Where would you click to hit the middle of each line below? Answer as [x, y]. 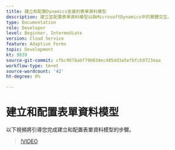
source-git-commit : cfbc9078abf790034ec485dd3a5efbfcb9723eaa [83, 60]
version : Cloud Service [35, 39]
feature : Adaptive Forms [36, 44]
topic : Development [30, 50]
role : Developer [26, 28]
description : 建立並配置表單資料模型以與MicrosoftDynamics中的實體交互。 [89, 17]
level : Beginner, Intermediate [44, 33]
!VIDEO [29, 141]
